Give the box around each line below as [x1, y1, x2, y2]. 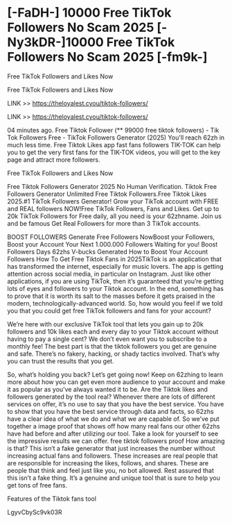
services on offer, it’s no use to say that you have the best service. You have [7, 399, 224, 408]
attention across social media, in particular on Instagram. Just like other [7, 269, 211, 278]
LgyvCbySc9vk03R [7, 508, 62, 516]
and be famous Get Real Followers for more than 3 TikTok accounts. [7, 219, 201, 227]
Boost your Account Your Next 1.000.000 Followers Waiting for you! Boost [7, 240, 218, 248]
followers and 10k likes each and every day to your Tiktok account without [7, 327, 219, 335]
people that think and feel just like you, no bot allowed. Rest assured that [7, 466, 215, 474]
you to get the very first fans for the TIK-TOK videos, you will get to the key [7, 148, 221, 156]
